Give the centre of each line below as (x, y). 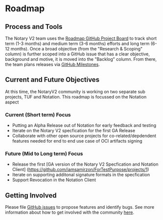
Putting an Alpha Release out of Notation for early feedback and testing (84, 125)
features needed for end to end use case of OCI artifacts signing (77, 141)
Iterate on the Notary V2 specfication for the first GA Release (74, 131)
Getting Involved (31, 195)
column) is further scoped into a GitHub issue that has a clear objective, (78, 54)
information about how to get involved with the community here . (70, 212)
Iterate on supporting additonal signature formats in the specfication (81, 175)
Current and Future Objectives (52, 80)
